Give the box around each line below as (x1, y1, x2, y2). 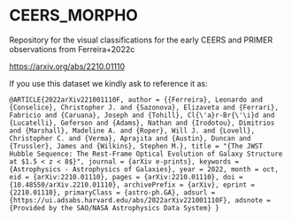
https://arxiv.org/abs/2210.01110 (9, 61, 126, 72)
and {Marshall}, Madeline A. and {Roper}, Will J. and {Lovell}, (9, 126, 255, 135)
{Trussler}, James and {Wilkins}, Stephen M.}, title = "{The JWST (9, 141, 264, 150)
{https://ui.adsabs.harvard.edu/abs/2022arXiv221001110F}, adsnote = (9, 195, 272, 204)
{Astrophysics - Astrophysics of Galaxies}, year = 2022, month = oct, (9, 164, 279, 173)
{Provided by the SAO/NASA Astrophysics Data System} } (9, 203, 219, 212)
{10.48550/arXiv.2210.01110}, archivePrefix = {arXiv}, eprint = (9, 180, 255, 189)
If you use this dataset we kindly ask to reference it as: (9, 78, 208, 88)
